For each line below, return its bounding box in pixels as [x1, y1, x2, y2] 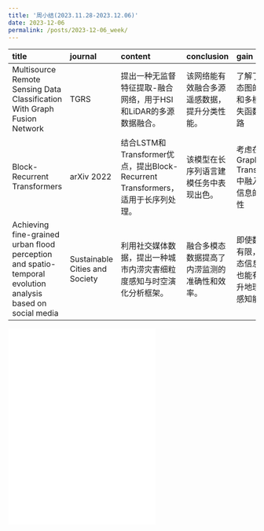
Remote [12, 74, 41, 85]
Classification [12, 93, 63, 104]
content [120, 51, 151, 62]
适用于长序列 [120, 194, 169, 205]
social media [12, 308, 59, 319]
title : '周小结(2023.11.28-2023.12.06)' [8, 11, 139, 20]
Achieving [12, 219, 49, 230]
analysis [12, 288, 43, 299]
